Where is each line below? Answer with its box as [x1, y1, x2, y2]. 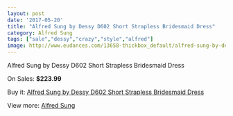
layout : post [7, 10, 45, 17]
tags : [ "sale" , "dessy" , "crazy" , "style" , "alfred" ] [7, 36, 154, 43]
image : [7, 42, 26, 49]
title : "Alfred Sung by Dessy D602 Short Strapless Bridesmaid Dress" [7, 23, 216, 30]
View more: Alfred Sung [7, 101, 76, 109]
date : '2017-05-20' [7, 17, 64, 23]
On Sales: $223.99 [7, 75, 62, 83]
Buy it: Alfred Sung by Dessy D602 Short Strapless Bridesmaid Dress [7, 88, 205, 96]
